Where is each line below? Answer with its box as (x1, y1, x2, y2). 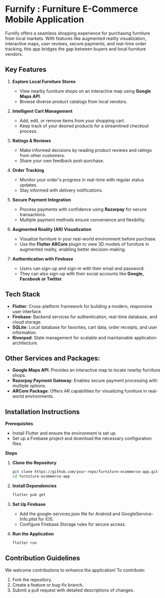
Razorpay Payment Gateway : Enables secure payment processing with (12, 378, 158, 384)
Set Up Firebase (12, 501, 46, 507)
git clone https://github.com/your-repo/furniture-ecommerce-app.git (12, 469, 159, 474)
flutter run (12, 540, 37, 545)
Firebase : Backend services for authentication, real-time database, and (12, 314, 158, 320)
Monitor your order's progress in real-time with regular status (19, 176, 144, 183)
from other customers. (19, 152, 66, 158)
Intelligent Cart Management (12, 108, 73, 114)
